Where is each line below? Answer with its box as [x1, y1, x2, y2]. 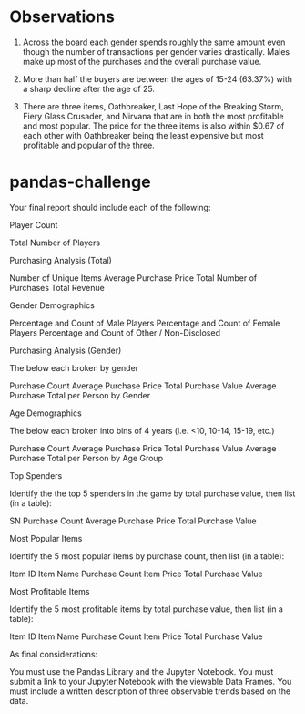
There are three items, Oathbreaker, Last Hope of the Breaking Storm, [22, 100, 284, 111]
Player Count [9, 219, 58, 230]
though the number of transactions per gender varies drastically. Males [22, 46, 290, 57]
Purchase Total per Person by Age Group [9, 452, 164, 463]
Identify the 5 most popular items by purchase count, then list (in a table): [9, 550, 285, 562]
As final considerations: [9, 648, 98, 659]
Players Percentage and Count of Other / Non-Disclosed [9, 326, 221, 338]
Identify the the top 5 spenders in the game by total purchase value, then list [9, 488, 296, 499]
